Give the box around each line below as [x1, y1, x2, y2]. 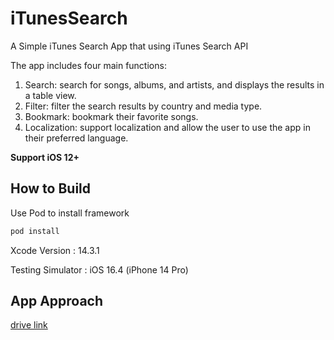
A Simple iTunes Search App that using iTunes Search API [10, 40, 249, 52]
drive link [10, 319, 48, 331]
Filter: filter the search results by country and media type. [24, 100, 263, 112]
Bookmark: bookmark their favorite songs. [24, 110, 199, 122]
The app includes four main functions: [10, 59, 167, 71]
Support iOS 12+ [10, 151, 80, 163]
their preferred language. [24, 132, 129, 144]
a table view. [24, 89, 77, 101]
